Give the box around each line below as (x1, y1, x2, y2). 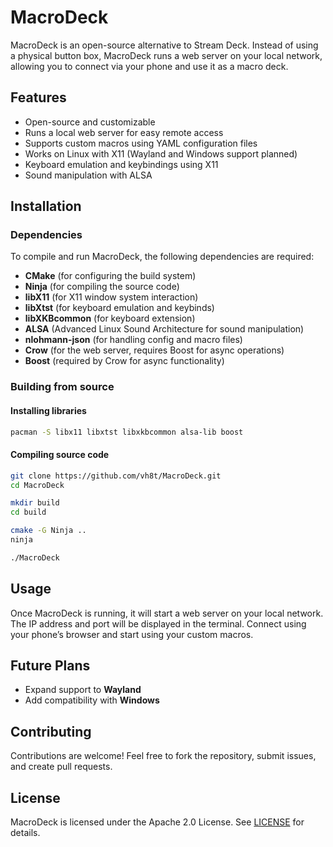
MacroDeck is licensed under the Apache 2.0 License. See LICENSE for (10, 816, 305, 828)
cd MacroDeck (10, 480, 65, 490)
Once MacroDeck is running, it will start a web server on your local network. (10, 607, 324, 619)
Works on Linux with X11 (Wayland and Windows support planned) (24, 147, 298, 160)
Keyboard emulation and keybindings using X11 (24, 158, 219, 170)
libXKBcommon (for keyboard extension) (24, 312, 196, 325)
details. (10, 827, 41, 839)
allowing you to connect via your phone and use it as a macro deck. (10, 60, 289, 72)
